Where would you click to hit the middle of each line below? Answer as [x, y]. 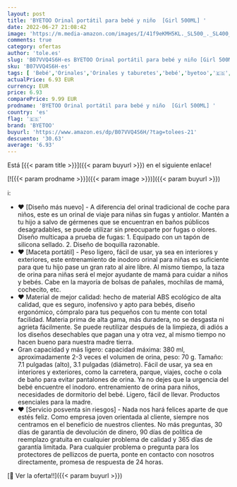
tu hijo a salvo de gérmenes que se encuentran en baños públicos [113, 222]
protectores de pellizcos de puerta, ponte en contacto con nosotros [116, 455]
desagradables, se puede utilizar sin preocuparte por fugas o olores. [117, 229]
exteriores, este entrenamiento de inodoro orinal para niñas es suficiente [123, 260]
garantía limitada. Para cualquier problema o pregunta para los [108, 447]
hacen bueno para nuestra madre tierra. [75, 342]
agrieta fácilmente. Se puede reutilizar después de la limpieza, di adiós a [123, 327]
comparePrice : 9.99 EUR [42, 100]
